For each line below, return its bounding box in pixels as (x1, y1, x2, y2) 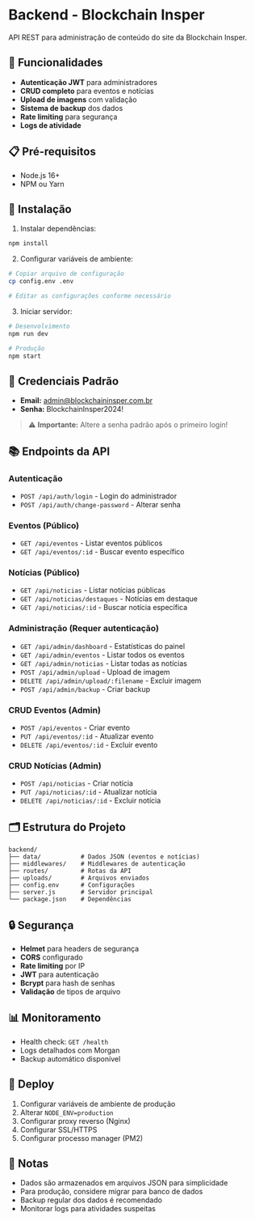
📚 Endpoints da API (8, 444, 111, 458)
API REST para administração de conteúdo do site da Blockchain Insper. (8, 32, 248, 42)
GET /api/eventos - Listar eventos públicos (19, 538, 163, 548)
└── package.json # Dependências (8, 896, 132, 904)
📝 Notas (8, 1157, 49, 1170)
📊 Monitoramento (8, 1011, 102, 1025)
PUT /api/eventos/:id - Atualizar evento (19, 731, 154, 741)
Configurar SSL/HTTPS (19, 1125, 98, 1134)
